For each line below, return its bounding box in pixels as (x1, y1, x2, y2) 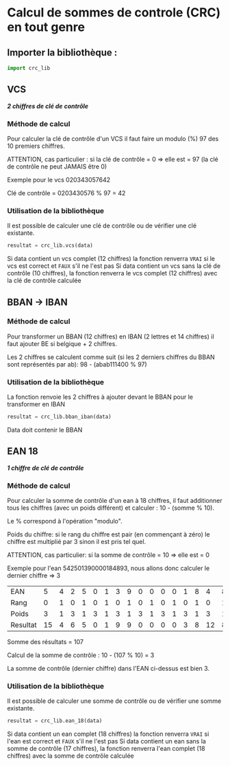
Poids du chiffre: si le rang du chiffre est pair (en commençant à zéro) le (7, 530, 210, 539)
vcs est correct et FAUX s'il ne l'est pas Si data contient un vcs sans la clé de (7, 262, 221, 270)
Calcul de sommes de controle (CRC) (7, 5, 221, 21)
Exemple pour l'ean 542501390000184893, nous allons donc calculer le (7, 564, 210, 573)
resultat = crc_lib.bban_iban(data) (7, 413, 112, 421)
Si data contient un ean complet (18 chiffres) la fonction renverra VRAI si (7, 730, 209, 738)
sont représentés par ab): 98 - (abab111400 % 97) (7, 360, 147, 368)
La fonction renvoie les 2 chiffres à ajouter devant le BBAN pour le (7, 393, 194, 401)
